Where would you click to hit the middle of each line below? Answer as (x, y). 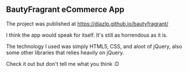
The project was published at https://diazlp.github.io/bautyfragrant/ (87, 23)
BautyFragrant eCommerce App (65, 10)
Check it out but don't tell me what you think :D (62, 64)
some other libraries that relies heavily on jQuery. (65, 53)
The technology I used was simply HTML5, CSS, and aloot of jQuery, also (94, 46)
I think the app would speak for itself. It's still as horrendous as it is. (87, 35)
